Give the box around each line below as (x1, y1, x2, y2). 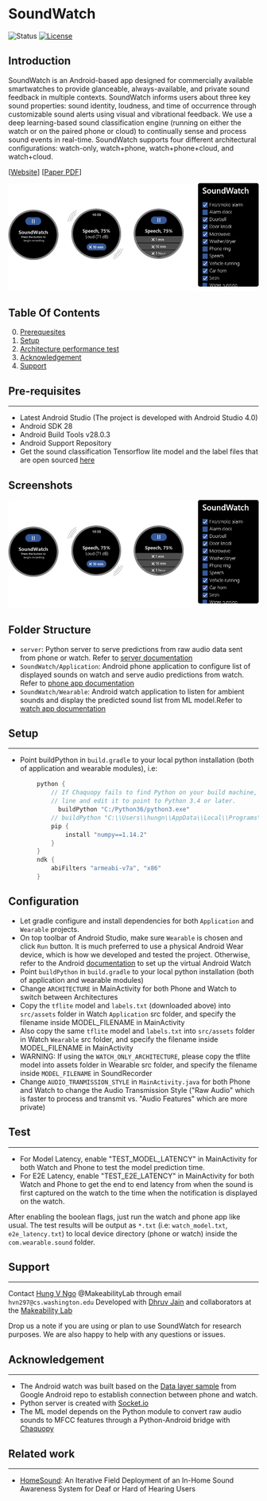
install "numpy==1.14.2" (64, 831, 148, 839)
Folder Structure (8, 623, 91, 637)
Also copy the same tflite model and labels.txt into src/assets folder (19, 1026, 255, 1035)
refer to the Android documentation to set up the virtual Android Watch (19, 958, 252, 968)
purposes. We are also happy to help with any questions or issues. (8, 1330, 226, 1339)
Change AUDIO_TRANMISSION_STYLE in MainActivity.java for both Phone (19, 1077, 251, 1086)
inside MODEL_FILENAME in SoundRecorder (19, 1068, 153, 1078)
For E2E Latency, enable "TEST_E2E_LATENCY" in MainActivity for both (19, 1171, 254, 1181)
